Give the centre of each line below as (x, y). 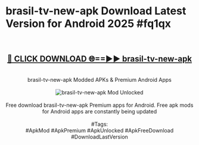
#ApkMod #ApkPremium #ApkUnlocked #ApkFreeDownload (99, 130)
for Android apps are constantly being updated (99, 111)
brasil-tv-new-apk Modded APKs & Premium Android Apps (99, 79)
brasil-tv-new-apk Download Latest (96, 11)
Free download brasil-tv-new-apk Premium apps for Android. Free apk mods (99, 105)
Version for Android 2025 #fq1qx (88, 24)
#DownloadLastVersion (99, 137)
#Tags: (99, 124)
